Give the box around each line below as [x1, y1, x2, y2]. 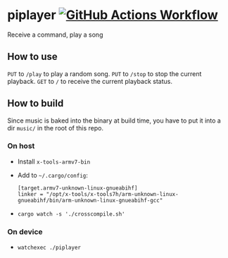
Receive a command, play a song [7, 30, 103, 39]
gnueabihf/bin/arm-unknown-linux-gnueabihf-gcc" [17, 197, 163, 204]
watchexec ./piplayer [17, 244, 81, 252]
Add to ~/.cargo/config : [17, 171, 88, 179]
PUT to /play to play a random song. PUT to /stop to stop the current [7, 69, 202, 78]
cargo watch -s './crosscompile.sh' [17, 210, 125, 218]
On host [7, 141, 35, 151]
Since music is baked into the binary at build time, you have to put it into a [7, 116, 222, 125]
